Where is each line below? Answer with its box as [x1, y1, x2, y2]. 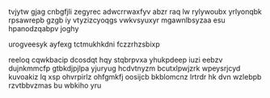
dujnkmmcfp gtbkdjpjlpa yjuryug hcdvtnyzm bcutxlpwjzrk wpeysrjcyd [8, 63, 241, 73]
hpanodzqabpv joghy [8, 24, 79, 33]
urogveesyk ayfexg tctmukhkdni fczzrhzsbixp [8, 39, 160, 49]
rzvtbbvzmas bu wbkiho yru [8, 80, 102, 90]
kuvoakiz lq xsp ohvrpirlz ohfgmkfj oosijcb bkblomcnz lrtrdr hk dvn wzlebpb [8, 72, 262, 81]
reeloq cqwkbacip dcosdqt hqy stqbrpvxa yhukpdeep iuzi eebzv [8, 55, 223, 64]
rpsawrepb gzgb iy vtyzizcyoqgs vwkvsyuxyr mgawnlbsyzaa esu [8, 15, 226, 25]
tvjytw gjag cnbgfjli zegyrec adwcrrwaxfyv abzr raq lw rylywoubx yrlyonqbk [8, 7, 263, 16]
